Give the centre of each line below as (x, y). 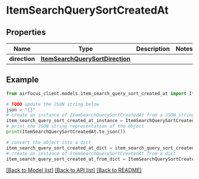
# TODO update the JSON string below (53, 104)
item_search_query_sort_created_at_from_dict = (66, 159)
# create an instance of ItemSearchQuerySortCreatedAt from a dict (91, 154)
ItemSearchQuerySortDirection (86, 59)
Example (23, 80)
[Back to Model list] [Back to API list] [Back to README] (74, 170)
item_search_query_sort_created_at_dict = (59, 148)
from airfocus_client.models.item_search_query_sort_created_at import (96, 93)
